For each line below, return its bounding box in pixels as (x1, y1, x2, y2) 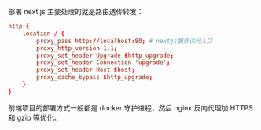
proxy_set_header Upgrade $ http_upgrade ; (36, 52, 175, 60)
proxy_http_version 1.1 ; (36, 44, 118, 52)
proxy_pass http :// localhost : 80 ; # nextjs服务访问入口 (36, 37, 213, 45)
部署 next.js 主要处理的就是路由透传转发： (8, 7, 144, 16)
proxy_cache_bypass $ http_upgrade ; (36, 74, 153, 81)
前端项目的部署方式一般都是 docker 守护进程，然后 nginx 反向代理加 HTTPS (8, 103, 254, 112)
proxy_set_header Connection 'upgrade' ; (36, 59, 171, 67)
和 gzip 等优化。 (8, 113, 61, 122)
